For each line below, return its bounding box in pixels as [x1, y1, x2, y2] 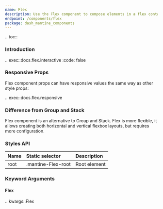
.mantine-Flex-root [26, 161, 71, 168]
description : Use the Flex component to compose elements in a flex [5, 12, 147, 16]
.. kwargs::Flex [5, 198, 34, 204]
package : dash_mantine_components [5, 20, 75, 26]
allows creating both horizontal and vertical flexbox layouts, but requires [5, 123, 149, 129]
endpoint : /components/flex [5, 16, 62, 21]
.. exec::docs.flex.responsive [5, 95, 63, 100]
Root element [75, 161, 106, 168]
